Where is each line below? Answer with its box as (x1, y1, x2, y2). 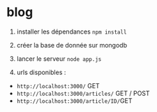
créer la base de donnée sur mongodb (16, 41, 127, 49)
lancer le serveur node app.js (16, 54, 102, 63)
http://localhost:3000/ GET (16, 81, 100, 90)
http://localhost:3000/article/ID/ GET (16, 96, 133, 105)
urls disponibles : (16, 68, 66, 76)
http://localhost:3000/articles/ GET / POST (16, 89, 151, 97)
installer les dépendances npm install (16, 27, 127, 36)
